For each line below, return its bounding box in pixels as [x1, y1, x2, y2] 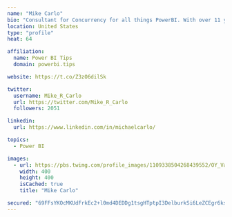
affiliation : [7, 48, 45, 55]
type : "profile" [7, 29, 54, 37]
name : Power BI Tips [13, 54, 72, 62]
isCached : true [19, 180, 64, 188]
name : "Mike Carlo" [7, 10, 64, 17]
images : [7, 155, 30, 162]
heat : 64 [7, 36, 32, 43]
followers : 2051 [13, 105, 60, 112]
